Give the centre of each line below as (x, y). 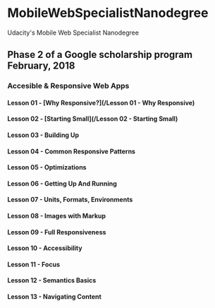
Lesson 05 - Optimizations (47, 167)
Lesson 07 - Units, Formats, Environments (70, 200)
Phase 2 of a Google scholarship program (100, 55)
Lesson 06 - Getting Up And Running (62, 183)
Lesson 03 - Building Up (43, 135)
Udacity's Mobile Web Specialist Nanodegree (73, 32)
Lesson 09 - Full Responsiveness (57, 232)
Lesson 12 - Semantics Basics (52, 280)
